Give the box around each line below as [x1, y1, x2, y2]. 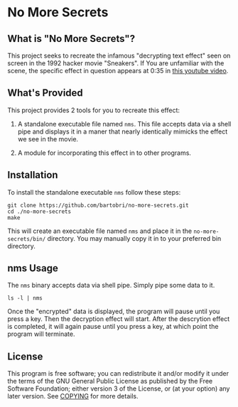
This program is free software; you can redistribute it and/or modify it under [7, 369, 229, 378]
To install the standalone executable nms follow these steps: [7, 188, 181, 196]
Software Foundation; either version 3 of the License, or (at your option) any [7, 384, 230, 393]
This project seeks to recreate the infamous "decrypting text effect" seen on [7, 51, 231, 60]
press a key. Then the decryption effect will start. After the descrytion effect [7, 315, 230, 323]
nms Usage [7, 262, 59, 274]
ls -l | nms [7, 295, 43, 302]
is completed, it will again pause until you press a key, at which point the [7, 322, 219, 331]
